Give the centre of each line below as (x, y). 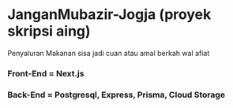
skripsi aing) (49, 31)
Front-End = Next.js (46, 73)
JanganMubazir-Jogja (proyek (109, 15)
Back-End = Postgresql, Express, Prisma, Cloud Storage (116, 95)
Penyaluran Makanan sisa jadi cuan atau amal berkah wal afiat (109, 53)
